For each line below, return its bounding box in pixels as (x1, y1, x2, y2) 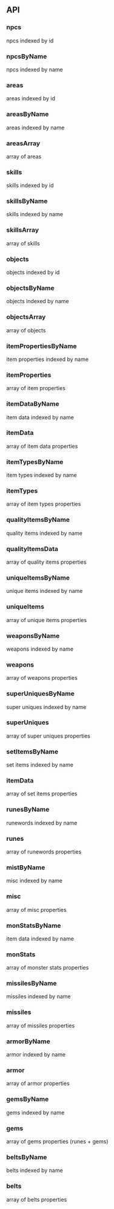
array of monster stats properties (6, 964, 89, 971)
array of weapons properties (6, 674, 78, 682)
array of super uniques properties (6, 732, 91, 739)
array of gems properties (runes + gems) (6, 1137, 109, 1145)
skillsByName (6, 197, 48, 205)
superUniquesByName (6, 690, 75, 698)
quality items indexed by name (6, 529, 83, 536)
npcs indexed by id (6, 36, 54, 44)
